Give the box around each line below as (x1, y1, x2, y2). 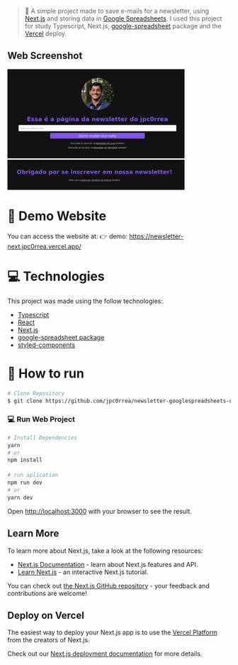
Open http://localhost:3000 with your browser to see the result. (7, 507, 193, 515)
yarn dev (7, 494, 33, 501)
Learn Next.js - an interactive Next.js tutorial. (17, 568, 149, 576)
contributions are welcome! (7, 589, 87, 598)
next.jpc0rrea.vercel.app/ (7, 242, 81, 251)
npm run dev (7, 479, 42, 486)
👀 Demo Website (7, 208, 107, 224)
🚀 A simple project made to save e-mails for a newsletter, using (24, 7, 210, 15)
